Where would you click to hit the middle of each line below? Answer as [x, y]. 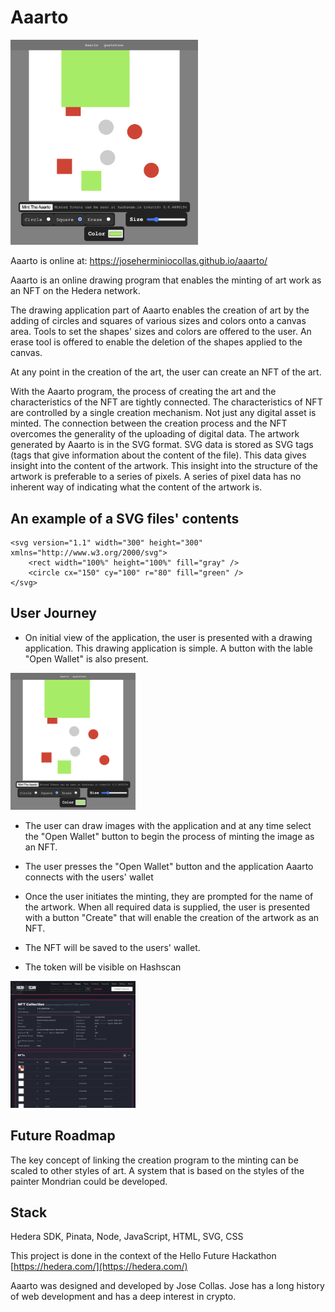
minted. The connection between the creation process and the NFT [149, 423]
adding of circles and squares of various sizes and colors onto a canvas [158, 321]
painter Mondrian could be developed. [89, 1181]
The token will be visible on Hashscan [103, 967]
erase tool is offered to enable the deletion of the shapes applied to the [156, 342]
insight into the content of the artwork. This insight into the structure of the [164, 466]
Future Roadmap [63, 1136]
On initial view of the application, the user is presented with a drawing [168, 637]
